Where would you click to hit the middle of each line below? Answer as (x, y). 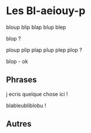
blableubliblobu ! (26, 105)
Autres (19, 124)
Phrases (21, 80)
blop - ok (17, 61)
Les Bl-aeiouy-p (46, 11)
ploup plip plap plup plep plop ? (44, 50)
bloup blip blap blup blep (36, 27)
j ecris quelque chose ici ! (37, 94)
